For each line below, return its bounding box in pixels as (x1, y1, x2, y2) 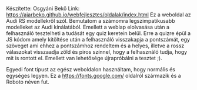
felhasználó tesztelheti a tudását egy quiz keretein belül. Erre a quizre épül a (6, 30, 191, 37)
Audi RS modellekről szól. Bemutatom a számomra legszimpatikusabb (6, 18, 175, 24)
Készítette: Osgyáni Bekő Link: (6, 5, 80, 12)
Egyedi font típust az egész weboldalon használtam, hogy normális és (6, 66, 175, 72)
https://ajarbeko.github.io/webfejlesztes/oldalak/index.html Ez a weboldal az (6, 11, 191, 18)
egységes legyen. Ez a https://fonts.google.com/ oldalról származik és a (6, 72, 181, 79)
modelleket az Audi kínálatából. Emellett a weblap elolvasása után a (6, 23, 169, 30)
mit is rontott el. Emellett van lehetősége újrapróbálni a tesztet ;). (6, 55, 163, 61)
